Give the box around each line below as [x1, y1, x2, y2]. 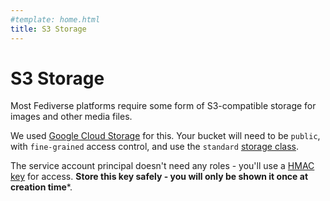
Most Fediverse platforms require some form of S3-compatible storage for [10, 100, 317, 112]
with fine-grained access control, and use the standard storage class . [10, 141, 299, 153]
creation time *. [10, 181, 73, 193]
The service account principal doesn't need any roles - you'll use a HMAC [10, 160, 315, 172]
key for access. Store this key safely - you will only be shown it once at [10, 171, 309, 183]
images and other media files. [10, 111, 133, 123]
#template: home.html [10, 14, 101, 25]
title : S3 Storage [10, 24, 87, 34]
